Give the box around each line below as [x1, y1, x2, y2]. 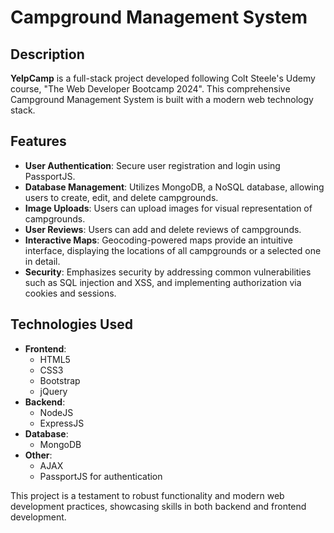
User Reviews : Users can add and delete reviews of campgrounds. [24, 223, 302, 235]
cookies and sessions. [24, 287, 117, 299]
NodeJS [39, 406, 74, 418]
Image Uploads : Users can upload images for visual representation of [24, 202, 313, 214]
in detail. [24, 255, 61, 267]
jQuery [39, 385, 68, 397]
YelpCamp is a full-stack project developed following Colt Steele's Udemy [10, 72, 316, 84]
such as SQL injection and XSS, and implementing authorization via [24, 276, 302, 288]
